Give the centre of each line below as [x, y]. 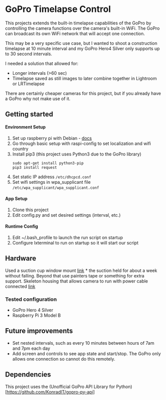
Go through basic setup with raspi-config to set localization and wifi [82, 143]
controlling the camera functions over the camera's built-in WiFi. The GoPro [83, 28]
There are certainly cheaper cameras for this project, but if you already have [83, 93]
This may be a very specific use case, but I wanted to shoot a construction [81, 43]
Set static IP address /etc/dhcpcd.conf [52, 177]
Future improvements [39, 331]
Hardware [21, 258]
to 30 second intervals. [29, 54]
